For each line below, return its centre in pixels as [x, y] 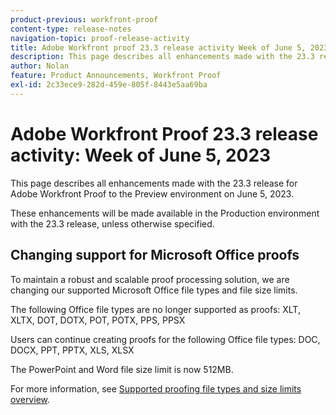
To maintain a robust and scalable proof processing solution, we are [150, 279]
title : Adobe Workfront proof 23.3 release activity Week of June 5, [158, 47]
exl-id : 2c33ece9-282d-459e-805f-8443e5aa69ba [109, 85]
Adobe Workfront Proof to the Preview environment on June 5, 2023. [152, 193]
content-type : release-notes [71, 29]
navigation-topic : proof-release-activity [100, 38]
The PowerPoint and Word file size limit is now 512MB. [122, 369]
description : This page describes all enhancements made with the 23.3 [162, 57]
